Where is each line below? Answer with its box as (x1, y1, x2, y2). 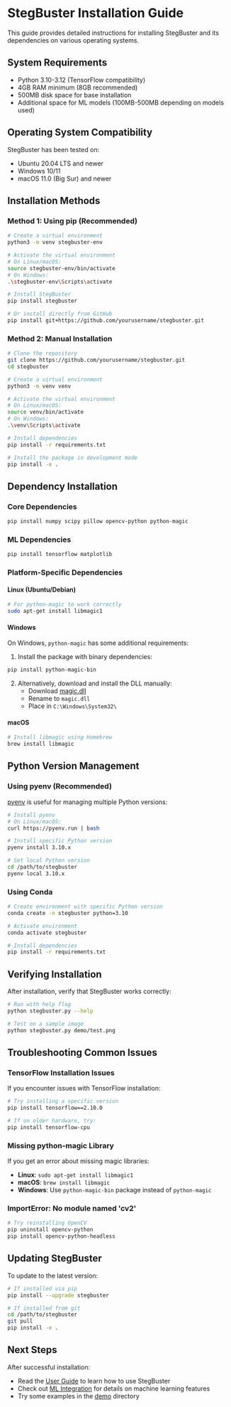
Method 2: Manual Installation (7, 333, 113, 343)
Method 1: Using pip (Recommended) (7, 215, 138, 225)
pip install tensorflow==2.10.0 (7, 1104, 103, 1112)
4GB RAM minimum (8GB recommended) (17, 83, 138, 92)
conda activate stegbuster (7, 929, 87, 936)
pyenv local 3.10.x (7, 870, 65, 877)
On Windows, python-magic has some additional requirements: (7, 638, 189, 648)
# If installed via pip (7, 1285, 78, 1292)
